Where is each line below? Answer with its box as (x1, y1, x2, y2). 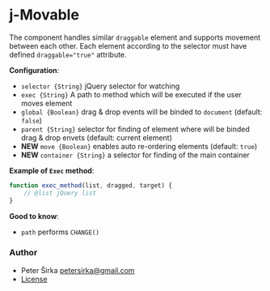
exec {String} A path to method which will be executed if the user (20, 89, 242, 99)
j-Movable (9, 6, 80, 24)
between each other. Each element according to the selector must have (9, 41, 247, 50)
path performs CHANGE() (20, 227, 100, 237)
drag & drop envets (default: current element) (20, 132, 173, 143)
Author (9, 247, 38, 259)
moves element (20, 98, 73, 108)
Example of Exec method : (9, 165, 95, 175)
